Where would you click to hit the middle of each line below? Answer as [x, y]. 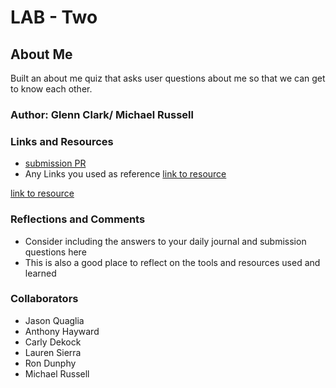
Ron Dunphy [50, 363]
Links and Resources [62, 141]
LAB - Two [54, 17]
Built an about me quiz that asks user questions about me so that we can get [168, 78]
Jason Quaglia [54, 320]
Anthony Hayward [62, 331]
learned [40, 273]
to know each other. [51, 89]
